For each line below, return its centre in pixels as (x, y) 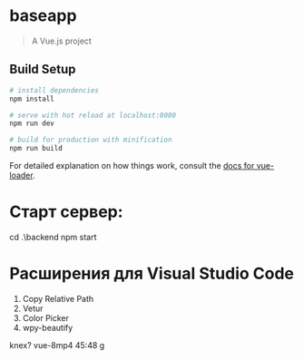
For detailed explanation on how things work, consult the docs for (132, 165)
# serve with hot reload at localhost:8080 (93, 115)
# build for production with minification (91, 140)
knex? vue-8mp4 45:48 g (57, 345)
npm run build (36, 149)
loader (21, 175)
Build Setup (43, 69)
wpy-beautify (48, 327)
